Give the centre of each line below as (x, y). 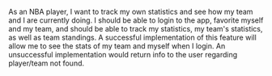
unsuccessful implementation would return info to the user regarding (123, 55)
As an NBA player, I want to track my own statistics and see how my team (131, 12)
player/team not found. (47, 63)
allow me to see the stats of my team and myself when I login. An (117, 46)
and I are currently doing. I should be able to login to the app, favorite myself (136, 20)
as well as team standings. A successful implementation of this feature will (132, 37)
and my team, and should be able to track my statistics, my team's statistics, (136, 29)
